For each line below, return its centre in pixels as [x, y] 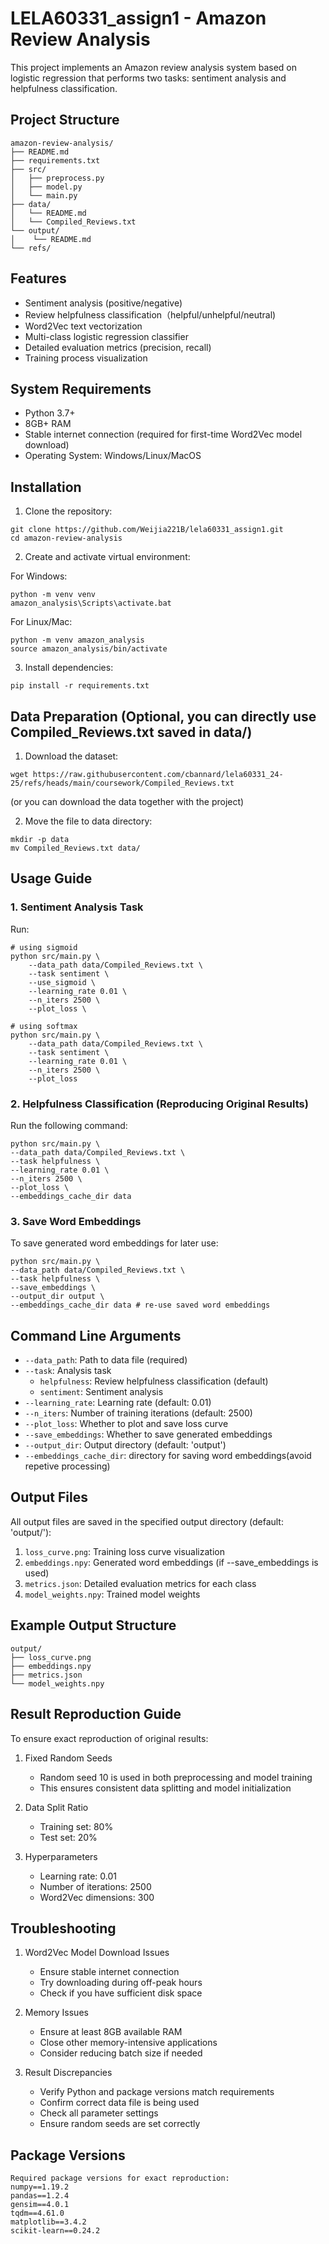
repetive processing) [67, 1466]
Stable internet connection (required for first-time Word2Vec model [163, 434]
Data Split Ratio [56, 1807]
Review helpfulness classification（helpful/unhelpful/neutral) [150, 314]
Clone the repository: [68, 511]
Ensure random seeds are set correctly [120, 2124]
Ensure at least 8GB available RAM [111, 2032]
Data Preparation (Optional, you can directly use [163, 716]
